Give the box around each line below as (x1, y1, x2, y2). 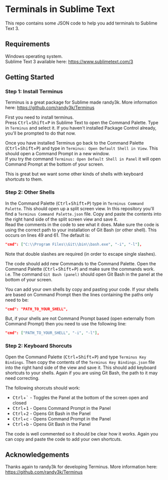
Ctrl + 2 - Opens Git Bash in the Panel (12, 410, 91, 416)
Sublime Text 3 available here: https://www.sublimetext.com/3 (5, 59, 133, 65)
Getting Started (5, 73, 54, 82)
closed (12, 399, 26, 406)
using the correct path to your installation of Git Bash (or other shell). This (5, 227, 157, 233)
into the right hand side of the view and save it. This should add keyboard (5, 364, 156, 370)
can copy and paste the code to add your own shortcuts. (5, 436, 122, 442)
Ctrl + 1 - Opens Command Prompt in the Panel (12, 405, 111, 411)
